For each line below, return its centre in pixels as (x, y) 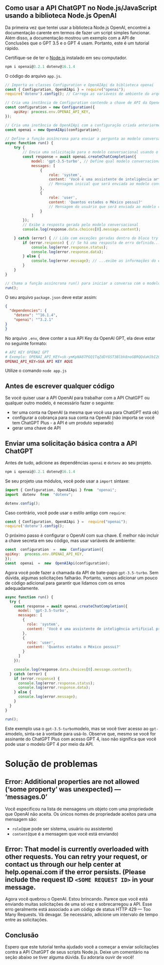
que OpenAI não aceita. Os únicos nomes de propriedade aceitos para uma (81, 814)
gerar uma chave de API (36, 428)
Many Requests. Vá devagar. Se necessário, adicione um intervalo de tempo (82, 915)
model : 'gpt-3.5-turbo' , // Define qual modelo (81, 161)
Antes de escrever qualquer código (60, 386)
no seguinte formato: (26, 343)
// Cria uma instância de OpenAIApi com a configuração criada (71, 125)
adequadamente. (22, 588)
